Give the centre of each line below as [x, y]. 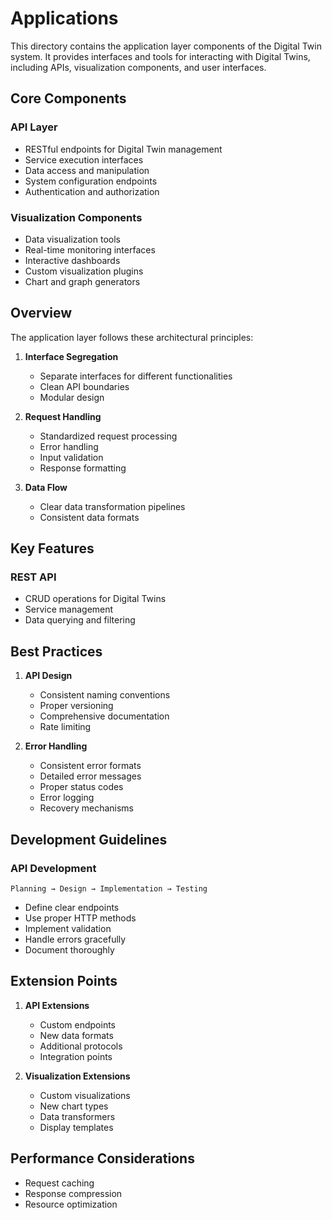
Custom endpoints [77, 1024]
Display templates [76, 1127]
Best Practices [56, 651]
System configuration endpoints [91, 181]
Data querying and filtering [80, 620]
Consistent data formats [89, 517]
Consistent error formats [90, 766]
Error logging [67, 798]
